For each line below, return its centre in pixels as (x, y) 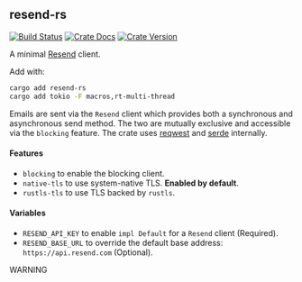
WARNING (28, 269)
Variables (28, 213)
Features (26, 153)
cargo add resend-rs (48, 88)
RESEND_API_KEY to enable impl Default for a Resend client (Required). (150, 232)
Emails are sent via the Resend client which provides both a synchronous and (151, 114)
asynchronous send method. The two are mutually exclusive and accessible (150, 123)
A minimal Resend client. (55, 54)
